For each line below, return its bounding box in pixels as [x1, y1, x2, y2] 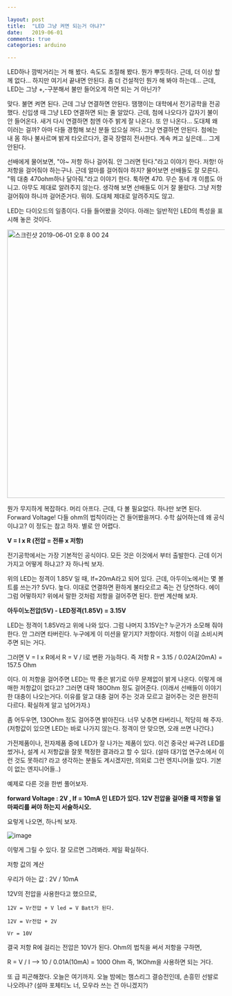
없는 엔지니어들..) [14, 765, 61, 774]
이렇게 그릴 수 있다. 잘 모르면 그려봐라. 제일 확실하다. [7, 845, 148, 854]
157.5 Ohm [7, 661, 37, 669]
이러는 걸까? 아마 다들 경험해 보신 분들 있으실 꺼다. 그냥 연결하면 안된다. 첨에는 [7, 126, 218, 134]
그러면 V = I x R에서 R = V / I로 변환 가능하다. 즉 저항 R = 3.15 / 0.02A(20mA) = [7, 653, 223, 662]
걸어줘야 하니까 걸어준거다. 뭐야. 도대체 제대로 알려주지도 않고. [7, 192, 175, 200]
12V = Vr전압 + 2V [7, 918, 57, 926]
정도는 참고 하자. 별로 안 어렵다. [35, 522, 121, 530]
